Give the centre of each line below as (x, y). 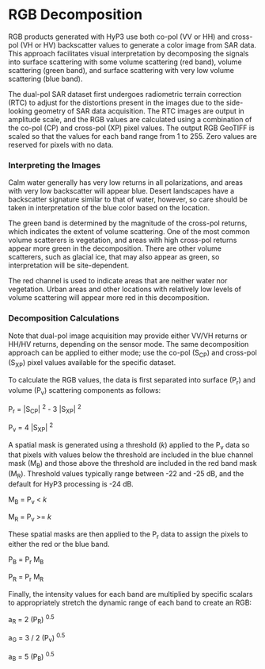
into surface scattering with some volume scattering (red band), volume (125, 62)
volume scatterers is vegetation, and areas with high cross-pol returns (123, 240)
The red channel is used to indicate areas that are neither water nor (118, 281)
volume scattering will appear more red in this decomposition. (109, 298)
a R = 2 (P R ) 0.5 (31, 620)
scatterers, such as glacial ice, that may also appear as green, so (114, 257)
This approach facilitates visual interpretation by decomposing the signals (129, 53)
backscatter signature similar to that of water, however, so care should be (128, 199)
